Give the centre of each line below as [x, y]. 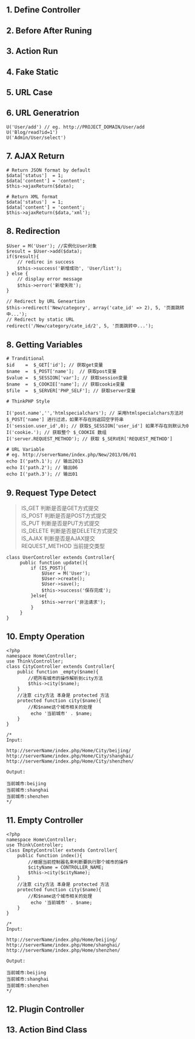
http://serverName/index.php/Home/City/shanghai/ [70, 756]
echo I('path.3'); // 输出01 [42, 474]
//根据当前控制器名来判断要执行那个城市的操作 [78, 862]
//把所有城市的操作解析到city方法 [65, 678]
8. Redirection [33, 231]
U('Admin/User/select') [36, 138]
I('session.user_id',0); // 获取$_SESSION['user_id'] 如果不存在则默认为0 [97, 426]
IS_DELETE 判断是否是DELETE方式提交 [69, 531]
